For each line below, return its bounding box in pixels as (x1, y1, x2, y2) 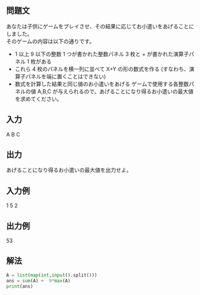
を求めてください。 (14, 95, 63, 102)
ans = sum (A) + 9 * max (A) (6, 278, 70, 284)
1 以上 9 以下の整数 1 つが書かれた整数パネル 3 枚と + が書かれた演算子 (14, 50, 189, 57)
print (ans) (6, 283, 33, 289)
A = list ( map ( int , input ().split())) (6, 272, 97, 278)
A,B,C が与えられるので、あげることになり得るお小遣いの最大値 (37, 87, 194, 95)
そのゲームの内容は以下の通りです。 (6, 38, 95, 45)
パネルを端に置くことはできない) (25, 72, 106, 80)
